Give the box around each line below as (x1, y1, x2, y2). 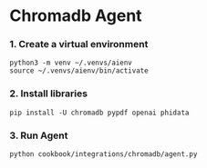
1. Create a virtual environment (9, 38, 149, 51)
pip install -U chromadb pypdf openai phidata (9, 108, 190, 117)
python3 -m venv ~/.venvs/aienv (9, 58, 132, 68)
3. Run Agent (9, 129, 68, 142)
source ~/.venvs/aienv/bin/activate (9, 66, 149, 75)
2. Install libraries (9, 87, 88, 100)
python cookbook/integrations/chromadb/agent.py (9, 150, 198, 159)
